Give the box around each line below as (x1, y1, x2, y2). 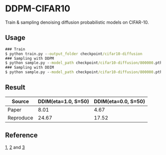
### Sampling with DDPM (5, 56, 54, 61)
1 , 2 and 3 (5, 144, 25, 150)
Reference (5, 131, 38, 140)
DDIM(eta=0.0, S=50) (93, 98, 145, 105)
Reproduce (7, 114, 34, 121)
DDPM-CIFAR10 (5, 3, 71, 14)
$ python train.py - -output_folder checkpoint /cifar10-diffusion (5, 51, 142, 56)
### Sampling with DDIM (5, 65, 54, 70)
